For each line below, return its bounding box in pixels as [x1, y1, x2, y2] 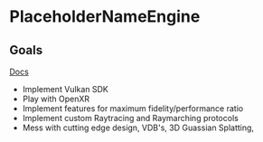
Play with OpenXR [22, 93, 90, 104]
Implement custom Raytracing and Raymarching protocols [22, 113, 240, 123]
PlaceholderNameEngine [9, 6, 201, 27]
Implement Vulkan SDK [22, 84, 108, 94]
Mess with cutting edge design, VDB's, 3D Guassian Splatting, [22, 122, 255, 133]
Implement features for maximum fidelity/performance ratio [22, 103, 244, 114]
